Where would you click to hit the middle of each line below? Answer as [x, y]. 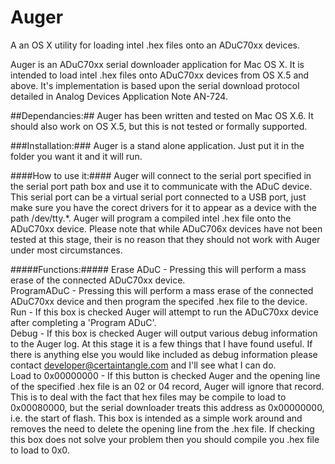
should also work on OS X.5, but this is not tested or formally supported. [159, 126]
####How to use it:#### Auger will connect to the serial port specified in [161, 175]
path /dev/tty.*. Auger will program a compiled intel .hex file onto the [151, 218]
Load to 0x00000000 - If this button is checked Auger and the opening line [165, 375]
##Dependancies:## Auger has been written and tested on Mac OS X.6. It [162, 115]
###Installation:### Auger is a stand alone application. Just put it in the [157, 145]
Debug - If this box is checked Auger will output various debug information [164, 333]
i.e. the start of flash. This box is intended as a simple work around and [156, 418]
